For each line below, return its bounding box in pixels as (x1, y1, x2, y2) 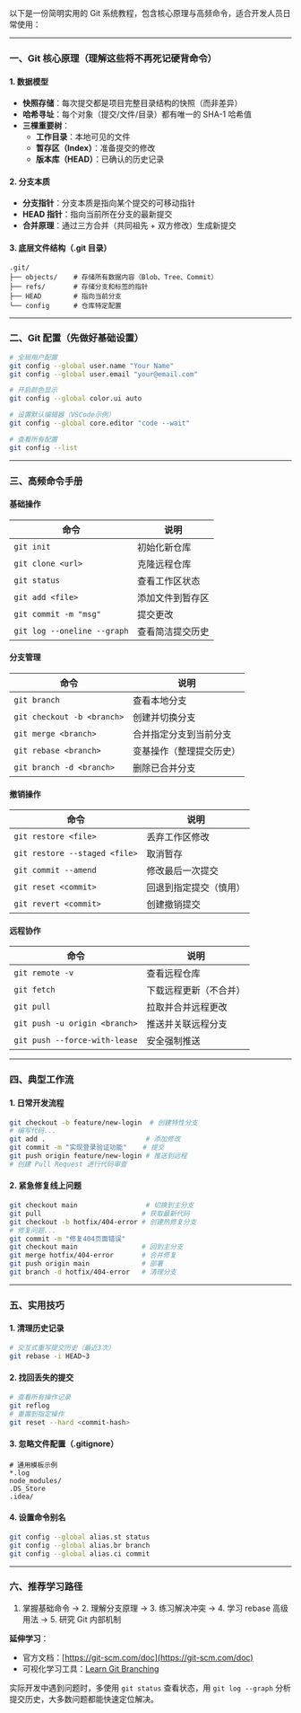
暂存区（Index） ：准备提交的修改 (35, 143, 156, 154)
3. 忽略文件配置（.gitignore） (9, 1438, 119, 1449)
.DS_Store (9, 1484, 47, 1493)
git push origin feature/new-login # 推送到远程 (9, 1152, 188, 1161)
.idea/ (9, 1492, 34, 1501)
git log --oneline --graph (13, 625, 129, 636)
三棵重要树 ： (21, 120, 70, 131)
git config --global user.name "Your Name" (9, 361, 175, 370)
